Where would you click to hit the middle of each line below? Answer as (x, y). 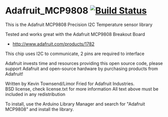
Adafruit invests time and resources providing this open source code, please (84, 63)
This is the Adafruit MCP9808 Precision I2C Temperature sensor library (79, 24)
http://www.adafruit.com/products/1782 (53, 44)
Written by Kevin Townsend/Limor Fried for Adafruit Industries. (70, 83)
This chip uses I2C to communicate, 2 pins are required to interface (75, 53)
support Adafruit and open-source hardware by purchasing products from (82, 68)
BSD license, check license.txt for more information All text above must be (82, 89)
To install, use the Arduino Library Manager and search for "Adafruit (75, 104)
